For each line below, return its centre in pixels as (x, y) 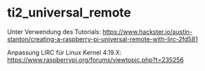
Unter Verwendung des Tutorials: (54, 32)
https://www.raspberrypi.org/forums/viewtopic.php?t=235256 (96, 59)
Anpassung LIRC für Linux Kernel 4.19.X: (65, 52)
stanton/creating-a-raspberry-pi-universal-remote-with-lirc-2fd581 (102, 39)
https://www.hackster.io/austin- (148, 32)
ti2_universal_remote (69, 13)
